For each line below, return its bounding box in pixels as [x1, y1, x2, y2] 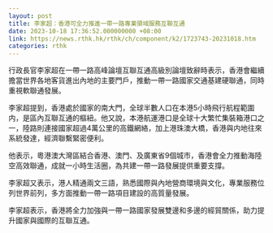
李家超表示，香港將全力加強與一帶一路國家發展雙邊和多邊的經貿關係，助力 [8, 205, 258, 215]
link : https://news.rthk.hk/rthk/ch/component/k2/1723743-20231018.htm [8, 34, 256, 43]
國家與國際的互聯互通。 [15, 216, 94, 226]
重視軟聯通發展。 [8, 86, 66, 96]
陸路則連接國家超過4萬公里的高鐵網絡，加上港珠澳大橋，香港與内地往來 [22, 123, 262, 133]
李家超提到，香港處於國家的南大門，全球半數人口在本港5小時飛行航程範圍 [8, 103, 255, 113]
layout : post [8, 11, 53, 20]
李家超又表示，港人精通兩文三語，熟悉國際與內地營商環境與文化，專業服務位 [8, 178, 265, 188]
